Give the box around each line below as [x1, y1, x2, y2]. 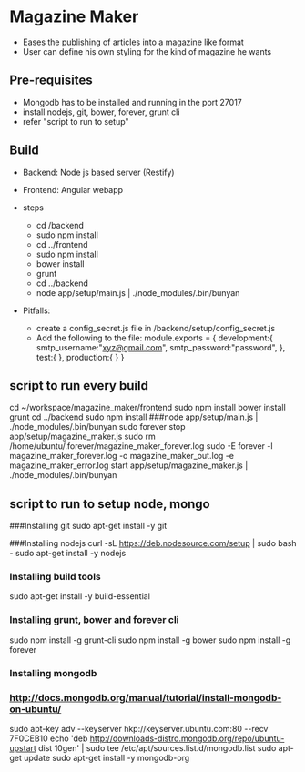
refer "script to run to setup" [22, 116, 129, 127]
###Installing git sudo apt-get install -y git [9, 521, 168, 532]
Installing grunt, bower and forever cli [9, 614, 179, 626]
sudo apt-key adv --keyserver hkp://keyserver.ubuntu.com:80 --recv [9, 724, 269, 734]
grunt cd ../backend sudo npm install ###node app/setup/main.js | [9, 411, 259, 422]
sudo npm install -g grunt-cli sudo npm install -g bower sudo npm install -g [9, 635, 291, 645]
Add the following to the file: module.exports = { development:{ [36, 332, 273, 343]
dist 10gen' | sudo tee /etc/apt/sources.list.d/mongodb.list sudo [37, 743, 277, 753]
